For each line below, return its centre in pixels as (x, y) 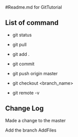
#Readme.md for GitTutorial (34, 7)
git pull (19, 44)
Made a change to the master (35, 120)
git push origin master (35, 73)
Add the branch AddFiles (31, 130)
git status (22, 35)
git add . (21, 54)
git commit (23, 64)
